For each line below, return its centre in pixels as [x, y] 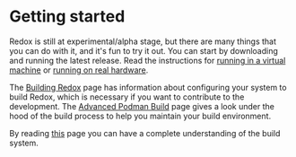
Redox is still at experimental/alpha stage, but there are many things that [143, 41]
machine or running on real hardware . [79, 70]
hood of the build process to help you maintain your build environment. [140, 116]
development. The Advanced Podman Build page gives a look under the [142, 106]
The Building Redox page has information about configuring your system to [148, 87]
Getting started [67, 17]
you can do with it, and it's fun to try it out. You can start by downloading [144, 50]
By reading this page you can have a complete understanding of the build [145, 133]
